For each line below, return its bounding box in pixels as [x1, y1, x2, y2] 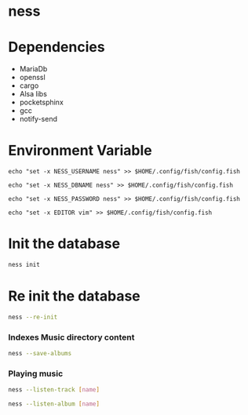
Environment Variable [8, 142, 153, 159]
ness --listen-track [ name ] [8, 386, 100, 394]
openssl [19, 73, 46, 82]
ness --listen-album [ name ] [8, 400, 100, 408]
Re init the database [8, 287, 141, 305]
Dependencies [8, 38, 105, 56]
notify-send [19, 115, 57, 124]
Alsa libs [19, 89, 47, 99]
